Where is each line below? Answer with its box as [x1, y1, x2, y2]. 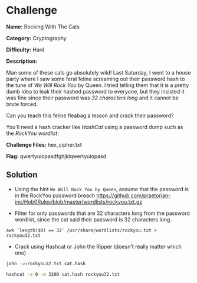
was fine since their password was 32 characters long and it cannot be [6, 94, 179, 101]
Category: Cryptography [6, 34, 67, 41]
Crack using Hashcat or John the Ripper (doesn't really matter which [14, 243, 182, 250]
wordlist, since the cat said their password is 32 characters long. [14, 216, 172, 223]
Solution [6, 170, 38, 180]
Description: [6, 57, 37, 65]
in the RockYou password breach [14, 192, 96, 199]
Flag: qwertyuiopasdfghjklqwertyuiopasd [6, 152, 107, 160]
